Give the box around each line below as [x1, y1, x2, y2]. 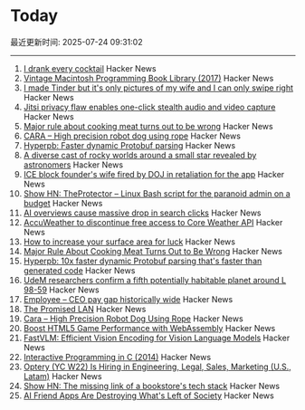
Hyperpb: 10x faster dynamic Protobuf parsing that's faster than [23, 255, 262, 266]
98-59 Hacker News [23, 284, 100, 295]
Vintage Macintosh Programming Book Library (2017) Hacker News [23, 72, 274, 83]
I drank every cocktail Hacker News [23, 62, 157, 73]
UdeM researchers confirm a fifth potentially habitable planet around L [23, 274, 287, 285]
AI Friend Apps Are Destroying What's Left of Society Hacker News [23, 390, 274, 401]
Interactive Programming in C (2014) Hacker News [23, 351, 212, 362]
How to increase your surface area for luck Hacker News [23, 236, 236, 247]
